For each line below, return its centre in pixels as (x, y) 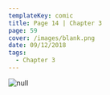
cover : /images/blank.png (51, 38)
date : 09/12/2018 (37, 46)
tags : (17, 53)
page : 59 (23, 30)
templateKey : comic (41, 16)
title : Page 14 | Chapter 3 (55, 23)
